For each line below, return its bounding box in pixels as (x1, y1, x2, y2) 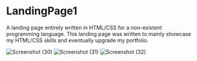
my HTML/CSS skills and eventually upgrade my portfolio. (6, 36, 148, 44)
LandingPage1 (6, 4, 78, 18)
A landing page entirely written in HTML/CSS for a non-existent (6, 24, 162, 31)
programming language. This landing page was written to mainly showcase (6, 30, 192, 37)
